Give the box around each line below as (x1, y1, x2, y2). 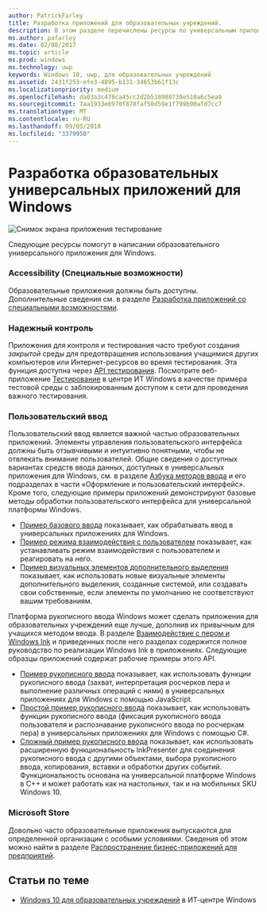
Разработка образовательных (8, 164, 219, 182)
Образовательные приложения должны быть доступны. (8, 285, 199, 295)
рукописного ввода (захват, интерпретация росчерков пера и (19, 678, 230, 687)
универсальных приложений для (8, 180, 242, 199)
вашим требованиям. (19, 597, 93, 606)
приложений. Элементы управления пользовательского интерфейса (8, 438, 242, 447)
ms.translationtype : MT (8, 108, 87, 116)
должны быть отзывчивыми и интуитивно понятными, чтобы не (8, 446, 225, 455)
